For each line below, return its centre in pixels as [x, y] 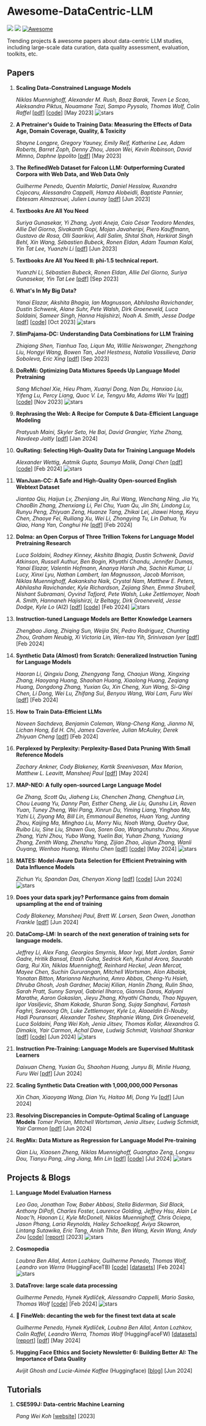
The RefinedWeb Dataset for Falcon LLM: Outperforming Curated [100, 167]
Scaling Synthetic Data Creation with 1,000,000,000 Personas [97, 1085]
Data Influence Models [45, 867]
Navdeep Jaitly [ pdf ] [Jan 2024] [57, 438]
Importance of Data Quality [51, 1359]
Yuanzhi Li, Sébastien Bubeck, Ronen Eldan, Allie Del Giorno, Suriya [101, 272]
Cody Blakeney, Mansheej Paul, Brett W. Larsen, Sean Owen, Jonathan [105, 916]
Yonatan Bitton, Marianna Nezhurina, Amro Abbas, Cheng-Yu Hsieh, [102, 978]
